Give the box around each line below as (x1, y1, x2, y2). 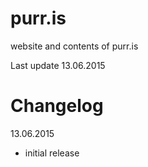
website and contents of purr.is (10, 40, 139, 52)
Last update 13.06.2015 (10, 59, 106, 71)
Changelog (10, 95, 104, 117)
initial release (24, 147, 80, 159)
